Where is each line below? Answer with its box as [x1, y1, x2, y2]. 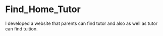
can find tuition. [5, 25, 38, 31]
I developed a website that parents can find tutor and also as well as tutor [5, 20, 158, 26]
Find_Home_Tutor [5, 4, 81, 15]
